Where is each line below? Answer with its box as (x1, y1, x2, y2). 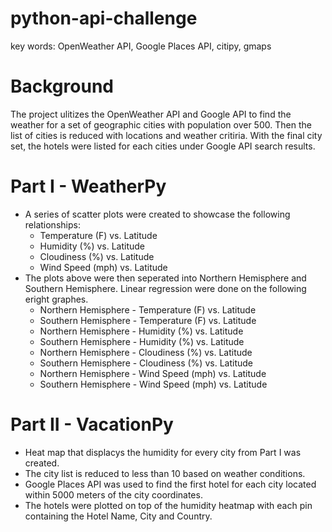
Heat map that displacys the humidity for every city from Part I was (24, 446, 302, 458)
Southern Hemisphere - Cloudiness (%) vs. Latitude (39, 357, 253, 369)
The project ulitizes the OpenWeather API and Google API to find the (10, 108, 292, 120)
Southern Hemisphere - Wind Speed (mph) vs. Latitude (39, 378, 268, 390)
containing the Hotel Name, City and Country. (24, 510, 213, 522)
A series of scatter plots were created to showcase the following (24, 208, 291, 220)
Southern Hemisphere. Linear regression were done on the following (24, 282, 307, 294)
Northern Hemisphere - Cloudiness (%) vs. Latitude (39, 346, 253, 358)
